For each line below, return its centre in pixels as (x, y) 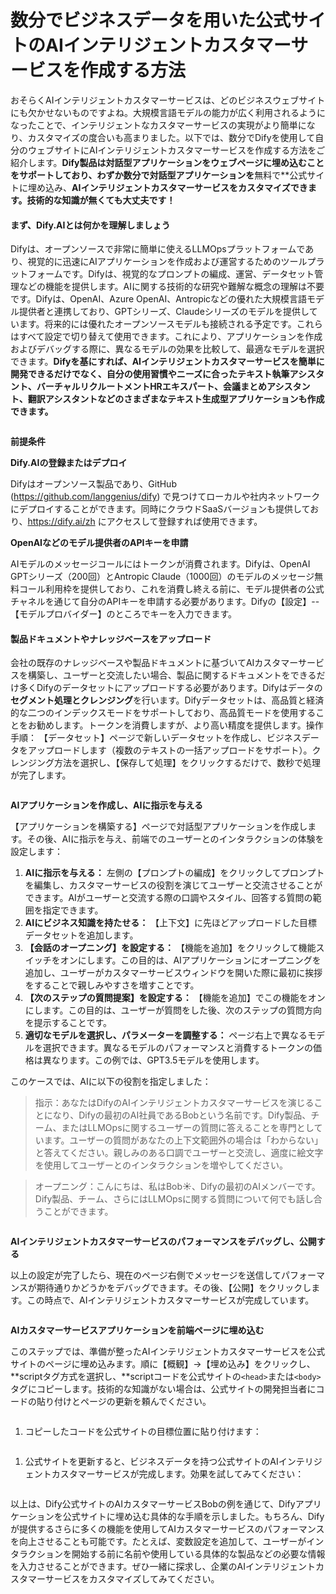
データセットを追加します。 (81, 935)
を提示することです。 (68, 1023)
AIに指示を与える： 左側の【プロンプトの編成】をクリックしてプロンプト (174, 873)
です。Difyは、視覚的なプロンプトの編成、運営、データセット (188, 274)
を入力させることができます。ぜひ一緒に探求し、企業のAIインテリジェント (163, 1567)
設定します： (36, 852)
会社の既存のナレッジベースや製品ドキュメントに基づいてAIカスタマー (154, 663)
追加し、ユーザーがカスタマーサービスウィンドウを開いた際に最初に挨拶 (173, 973)
